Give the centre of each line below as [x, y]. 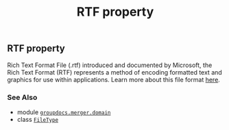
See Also [22, 97]
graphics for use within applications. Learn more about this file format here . [114, 79]
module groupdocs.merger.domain [64, 112]
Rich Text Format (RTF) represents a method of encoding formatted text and [115, 72]
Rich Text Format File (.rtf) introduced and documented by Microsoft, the [110, 65]
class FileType [38, 119]
